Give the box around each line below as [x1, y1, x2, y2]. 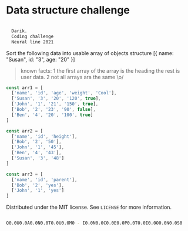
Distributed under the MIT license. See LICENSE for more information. [6, 203, 172, 211]
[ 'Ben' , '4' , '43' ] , [11, 150, 62, 156]
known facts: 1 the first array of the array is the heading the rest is [20, 67, 180, 74]
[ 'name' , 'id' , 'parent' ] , [11, 176, 78, 182]
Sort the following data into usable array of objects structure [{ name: [6, 49, 174, 56]
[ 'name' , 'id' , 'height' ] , [11, 133, 78, 140]
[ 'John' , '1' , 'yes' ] [11, 188, 65, 193]
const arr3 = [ [6, 171, 43, 177]
